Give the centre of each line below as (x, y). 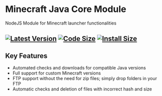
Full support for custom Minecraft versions (57, 73)
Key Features (26, 56)
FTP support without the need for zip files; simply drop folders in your (85, 78)
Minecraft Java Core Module (66, 9)
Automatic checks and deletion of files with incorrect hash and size (82, 89)
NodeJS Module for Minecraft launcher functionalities (61, 23)
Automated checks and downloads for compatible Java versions (79, 68)
